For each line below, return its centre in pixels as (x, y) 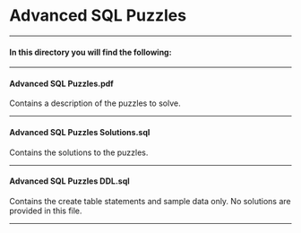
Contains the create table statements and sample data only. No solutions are (150, 201)
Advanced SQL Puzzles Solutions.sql (80, 132)
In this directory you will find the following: (90, 52)
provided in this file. (46, 211)
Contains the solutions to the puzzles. (79, 152)
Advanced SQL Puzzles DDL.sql (69, 181)
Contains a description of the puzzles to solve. (95, 103)
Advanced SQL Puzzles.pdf (61, 83)
